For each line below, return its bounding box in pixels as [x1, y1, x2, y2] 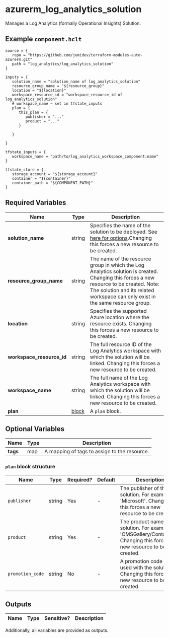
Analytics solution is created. [90, 268, 158, 275]
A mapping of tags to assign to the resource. [44, 448, 149, 455]
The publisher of [120, 484, 159, 491]
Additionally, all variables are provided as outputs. [5, 627, 109, 633]
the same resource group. [90, 299, 151, 306]
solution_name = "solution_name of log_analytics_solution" [12, 79, 141, 84]
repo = [12, 52, 26, 57]
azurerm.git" [5, 57, 33, 62]
